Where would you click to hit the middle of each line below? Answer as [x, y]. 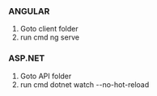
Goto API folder [46, 76]
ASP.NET [27, 58]
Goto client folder [49, 29]
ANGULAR [29, 11]
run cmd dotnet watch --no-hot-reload [85, 84]
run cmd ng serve [49, 37]
